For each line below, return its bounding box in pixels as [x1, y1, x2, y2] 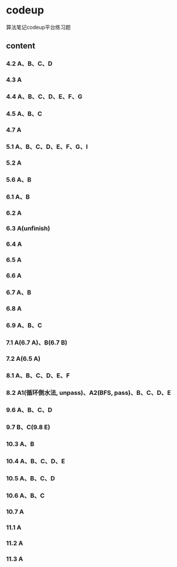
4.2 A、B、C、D [6, 60, 53, 68]
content [6, 41, 36, 51]
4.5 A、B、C [6, 110, 42, 118]
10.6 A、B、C [6, 491, 45, 500]
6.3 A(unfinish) [6, 224, 50, 233]
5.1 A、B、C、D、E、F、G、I [6, 142, 88, 151]
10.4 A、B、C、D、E [6, 457, 66, 466]
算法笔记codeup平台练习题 [6, 23, 71, 30]
